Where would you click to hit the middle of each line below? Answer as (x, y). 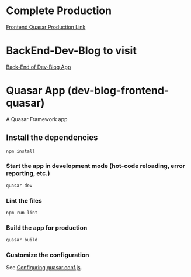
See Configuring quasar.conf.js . (44, 268)
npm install (20, 151)
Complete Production (59, 11)
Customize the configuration (48, 255)
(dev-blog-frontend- (118, 90)
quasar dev (19, 186)
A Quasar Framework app (37, 119)
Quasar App (36, 90)
